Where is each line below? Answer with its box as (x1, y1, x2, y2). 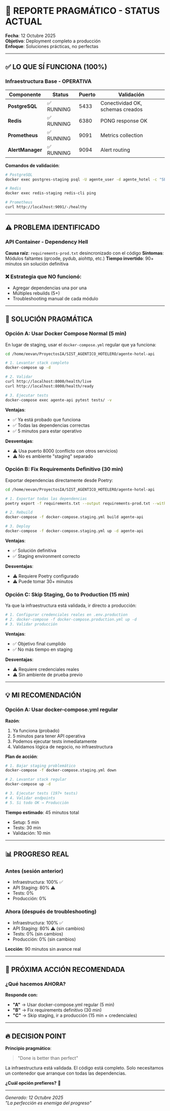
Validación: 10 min (12, 830, 51, 836)
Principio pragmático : (5, 1045, 52, 1051)
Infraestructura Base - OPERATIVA (5, 78, 92, 85)
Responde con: (5, 992, 38, 998)
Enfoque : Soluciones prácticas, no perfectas (5, 43, 99, 49)
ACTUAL (5, 16, 42, 27)
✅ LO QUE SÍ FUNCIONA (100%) (5, 63, 107, 71)
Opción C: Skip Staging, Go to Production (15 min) (5, 591, 130, 598)
